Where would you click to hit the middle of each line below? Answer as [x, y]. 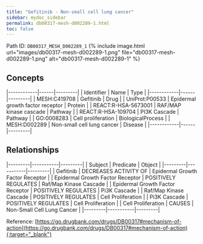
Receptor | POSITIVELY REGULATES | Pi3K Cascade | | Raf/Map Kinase [95, 190]
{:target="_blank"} [29, 234]
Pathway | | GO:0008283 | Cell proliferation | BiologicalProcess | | [88, 118]
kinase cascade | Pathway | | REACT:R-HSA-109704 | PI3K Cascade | [93, 112]
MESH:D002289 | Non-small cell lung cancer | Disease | [76, 125]
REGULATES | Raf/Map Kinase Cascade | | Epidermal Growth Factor [91, 184]
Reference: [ [22, 221]
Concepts [25, 78]
